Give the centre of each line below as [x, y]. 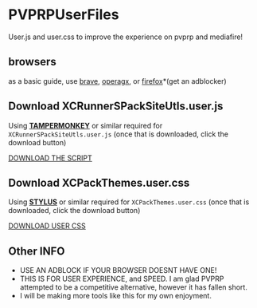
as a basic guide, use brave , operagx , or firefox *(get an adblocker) [117, 81]
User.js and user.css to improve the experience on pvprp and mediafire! [126, 37]
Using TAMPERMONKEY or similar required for [86, 125]
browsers [33, 62]
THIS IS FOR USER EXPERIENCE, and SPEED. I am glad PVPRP [122, 279]
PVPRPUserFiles [64, 15]
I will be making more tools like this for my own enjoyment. [116, 296]
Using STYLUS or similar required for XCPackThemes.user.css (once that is [129, 202]
